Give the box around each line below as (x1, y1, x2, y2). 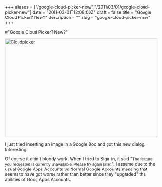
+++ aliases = (5, 4, 33, 10)
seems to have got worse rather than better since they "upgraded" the (5, 171, 146, 177)
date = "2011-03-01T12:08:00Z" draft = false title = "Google (32, 9, 152, 15)
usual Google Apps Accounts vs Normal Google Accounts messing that (5, 166, 148, 172)
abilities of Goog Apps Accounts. (5, 177, 71, 182)
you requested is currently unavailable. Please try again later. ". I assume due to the (5, 161, 156, 167)
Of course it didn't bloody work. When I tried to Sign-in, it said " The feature (5, 156, 153, 162)
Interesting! (5, 147, 28, 152)
